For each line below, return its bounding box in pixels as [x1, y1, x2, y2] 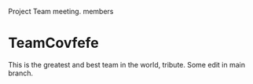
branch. [8, 68, 34, 78]
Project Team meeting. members [8, 7, 114, 16]
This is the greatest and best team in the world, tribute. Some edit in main [8, 60, 246, 69]
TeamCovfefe [8, 35, 100, 52]
